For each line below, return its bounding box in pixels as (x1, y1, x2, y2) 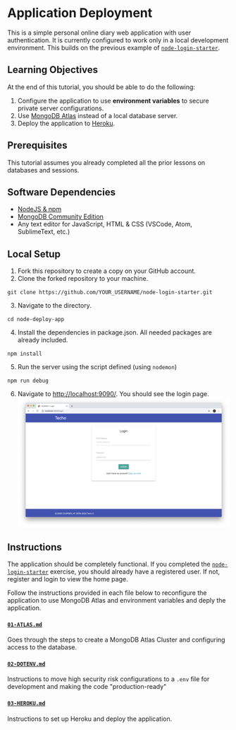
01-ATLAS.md (7, 621, 42, 628)
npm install (7, 350, 42, 358)
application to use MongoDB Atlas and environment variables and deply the (7, 596, 226, 605)
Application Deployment (7, 5, 153, 21)
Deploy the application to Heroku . (17, 119, 116, 127)
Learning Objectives (7, 64, 99, 76)
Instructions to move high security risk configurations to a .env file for (7, 675, 210, 683)
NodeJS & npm (17, 205, 62, 214)
